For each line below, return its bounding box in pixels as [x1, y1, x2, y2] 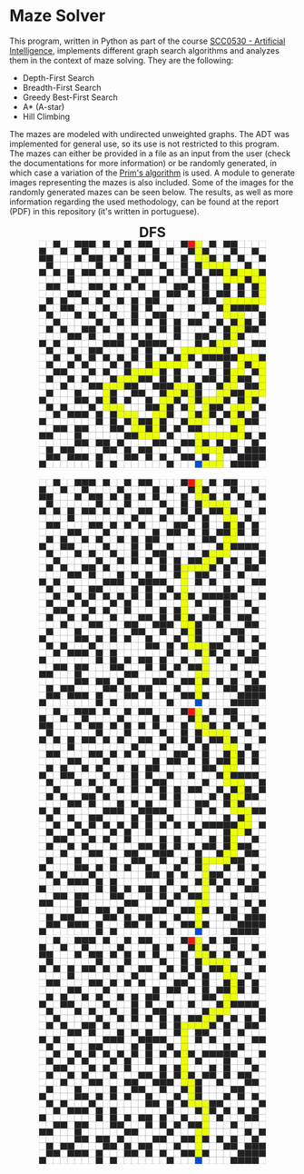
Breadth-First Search [22, 82, 102, 93]
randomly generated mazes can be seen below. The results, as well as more [9, 186, 293, 197]
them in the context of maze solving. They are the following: [9, 55, 234, 65]
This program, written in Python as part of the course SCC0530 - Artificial [9, 35, 286, 46]
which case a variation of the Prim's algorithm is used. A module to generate [9, 167, 296, 178]
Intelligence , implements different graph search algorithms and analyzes [9, 45, 279, 55]
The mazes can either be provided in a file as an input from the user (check [9, 147, 291, 159]
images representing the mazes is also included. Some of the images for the [9, 176, 294, 187]
